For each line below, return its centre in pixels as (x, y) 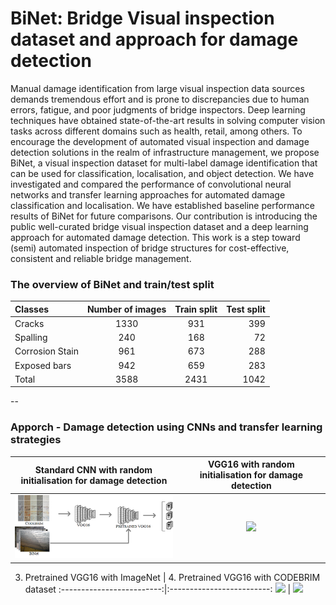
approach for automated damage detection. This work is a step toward (155, 237)
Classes (32, 309)
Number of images (126, 309)
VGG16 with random (251, 464)
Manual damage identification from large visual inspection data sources (157, 88)
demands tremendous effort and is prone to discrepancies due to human (160, 99)
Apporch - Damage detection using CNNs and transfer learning (166, 427)
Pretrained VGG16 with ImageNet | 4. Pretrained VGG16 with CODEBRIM (172, 577)
